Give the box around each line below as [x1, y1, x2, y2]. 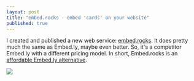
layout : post [6, 9, 40, 15]
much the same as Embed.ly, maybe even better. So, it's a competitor [6, 43, 182, 51]
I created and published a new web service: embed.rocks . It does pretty [6, 37, 188, 44]
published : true [6, 20, 48, 26]
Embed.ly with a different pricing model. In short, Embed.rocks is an [6, 50, 178, 57]
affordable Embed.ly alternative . [6, 56, 87, 64]
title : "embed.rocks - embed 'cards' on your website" [6, 15, 150, 21]
